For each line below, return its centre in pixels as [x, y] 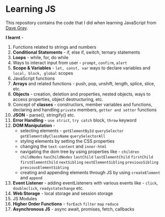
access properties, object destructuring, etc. [58, 99]
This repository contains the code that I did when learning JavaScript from [81, 23]
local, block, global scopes [43, 73]
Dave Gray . [17, 28]
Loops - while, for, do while [40, 57]
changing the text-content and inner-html [63, 146]
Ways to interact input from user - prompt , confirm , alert [70, 62]
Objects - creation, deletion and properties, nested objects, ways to [82, 94]
